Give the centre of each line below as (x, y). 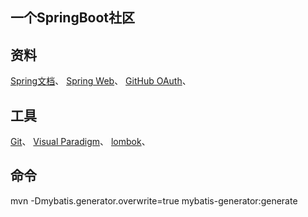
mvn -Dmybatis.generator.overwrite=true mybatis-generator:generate (154, 200)
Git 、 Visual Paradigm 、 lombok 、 (80, 142)
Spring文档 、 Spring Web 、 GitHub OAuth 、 (101, 81)
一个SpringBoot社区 (73, 18)
